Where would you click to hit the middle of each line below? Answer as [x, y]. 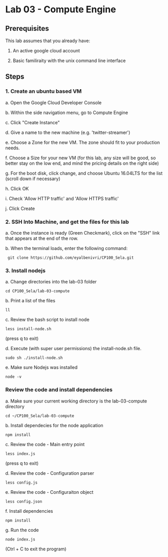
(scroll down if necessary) [33, 179]
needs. [13, 148]
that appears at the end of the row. [42, 238]
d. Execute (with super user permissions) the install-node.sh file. [73, 349]
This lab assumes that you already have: [48, 41]
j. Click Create [20, 208]
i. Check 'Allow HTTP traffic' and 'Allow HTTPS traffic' [62, 198]
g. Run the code [22, 530]
